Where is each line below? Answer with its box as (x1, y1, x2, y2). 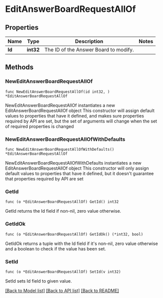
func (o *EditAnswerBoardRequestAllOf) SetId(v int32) (5, 269, 121, 274)
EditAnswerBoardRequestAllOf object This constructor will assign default (5, 108, 155, 114)
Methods (5, 63, 34, 71)
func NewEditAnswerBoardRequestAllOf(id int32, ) (5, 89, 110, 94)
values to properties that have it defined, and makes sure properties (5, 113, 144, 119)
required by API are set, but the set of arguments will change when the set (5, 118, 158, 124)
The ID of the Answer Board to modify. (44, 46, 134, 53)
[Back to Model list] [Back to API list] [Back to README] (5, 288, 119, 294)
